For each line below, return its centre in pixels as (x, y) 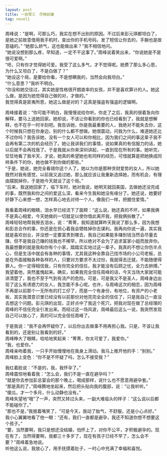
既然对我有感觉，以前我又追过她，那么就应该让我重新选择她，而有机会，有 (81, 175)
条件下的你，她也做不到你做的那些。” (46, 162)
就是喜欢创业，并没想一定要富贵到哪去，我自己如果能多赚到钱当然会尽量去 (81, 235)
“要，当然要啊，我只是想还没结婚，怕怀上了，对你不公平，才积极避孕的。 (80, 430)
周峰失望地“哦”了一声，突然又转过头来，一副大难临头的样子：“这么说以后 (80, 399)
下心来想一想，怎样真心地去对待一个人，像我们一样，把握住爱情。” (81, 200)
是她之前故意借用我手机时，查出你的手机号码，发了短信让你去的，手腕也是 (81, 40)
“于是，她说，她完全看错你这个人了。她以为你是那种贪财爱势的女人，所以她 (83, 168)
